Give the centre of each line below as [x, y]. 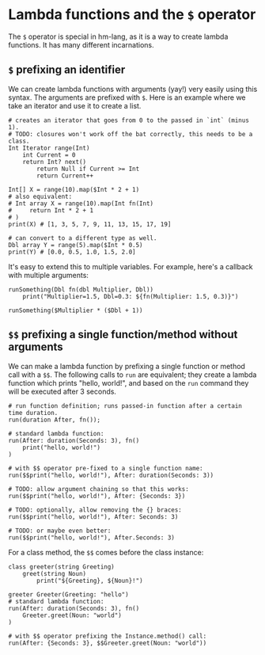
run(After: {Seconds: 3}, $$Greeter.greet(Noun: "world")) [108, 643]
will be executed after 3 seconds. [62, 391]
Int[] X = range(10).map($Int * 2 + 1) [74, 189]
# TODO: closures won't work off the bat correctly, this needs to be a [131, 134]
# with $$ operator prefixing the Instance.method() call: [108, 636]
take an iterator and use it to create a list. [75, 105]
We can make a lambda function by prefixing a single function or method [127, 366]
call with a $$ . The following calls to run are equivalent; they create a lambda [132, 375]
